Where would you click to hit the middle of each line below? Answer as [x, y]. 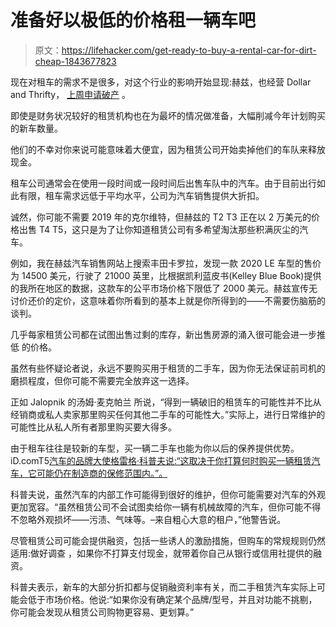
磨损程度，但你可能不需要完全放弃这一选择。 [102, 380]
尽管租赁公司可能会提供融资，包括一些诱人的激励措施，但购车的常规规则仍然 [168, 540]
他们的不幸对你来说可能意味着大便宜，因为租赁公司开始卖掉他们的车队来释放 [168, 149]
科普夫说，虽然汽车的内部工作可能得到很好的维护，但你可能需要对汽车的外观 [168, 494]
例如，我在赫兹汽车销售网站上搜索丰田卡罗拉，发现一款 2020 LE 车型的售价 [166, 263]
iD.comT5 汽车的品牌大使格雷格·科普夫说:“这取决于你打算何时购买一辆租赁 [161, 460]
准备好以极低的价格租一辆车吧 [133, 20]
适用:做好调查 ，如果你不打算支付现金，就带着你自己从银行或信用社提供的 [161, 553]
